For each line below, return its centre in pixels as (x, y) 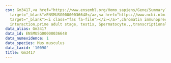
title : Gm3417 (20, 52)
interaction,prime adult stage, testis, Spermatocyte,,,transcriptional (89, 24)
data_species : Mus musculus (35, 43)
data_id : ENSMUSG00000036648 (36, 34)
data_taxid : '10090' (27, 48)
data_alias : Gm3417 (26, 29)
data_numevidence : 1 (27, 39)
